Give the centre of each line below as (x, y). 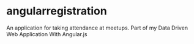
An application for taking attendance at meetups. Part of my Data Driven (97, 28)
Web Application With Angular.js (47, 34)
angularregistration (57, 11)
